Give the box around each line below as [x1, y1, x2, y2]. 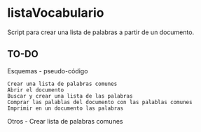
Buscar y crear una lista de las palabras [7, 92, 133, 99]
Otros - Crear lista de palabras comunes [7, 117, 123, 125]
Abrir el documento [7, 86, 64, 94]
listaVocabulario [7, 5, 104, 21]
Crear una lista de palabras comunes [7, 80, 118, 87]
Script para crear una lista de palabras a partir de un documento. [7, 28, 195, 36]
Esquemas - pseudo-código [7, 66, 88, 75]
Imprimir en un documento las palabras [7, 105, 124, 112]
